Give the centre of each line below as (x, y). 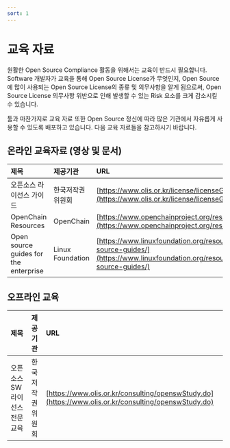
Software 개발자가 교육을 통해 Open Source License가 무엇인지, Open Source (113, 78)
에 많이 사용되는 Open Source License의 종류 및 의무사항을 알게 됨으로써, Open (114, 87)
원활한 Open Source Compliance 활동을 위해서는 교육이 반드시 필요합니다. (107, 70)
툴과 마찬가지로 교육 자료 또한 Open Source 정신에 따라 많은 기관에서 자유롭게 (111, 119)
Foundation (72, 258)
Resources (28, 225)
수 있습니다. (23, 104)
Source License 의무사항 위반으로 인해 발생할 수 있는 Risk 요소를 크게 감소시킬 (112, 95)
